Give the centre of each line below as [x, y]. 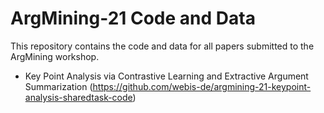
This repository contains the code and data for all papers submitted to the [162, 46]
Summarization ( [58, 86]
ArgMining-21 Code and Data [133, 18]
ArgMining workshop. [55, 56]
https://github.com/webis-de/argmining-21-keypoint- [202, 86]
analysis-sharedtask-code [78, 97]
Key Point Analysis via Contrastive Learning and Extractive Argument [166, 76]
